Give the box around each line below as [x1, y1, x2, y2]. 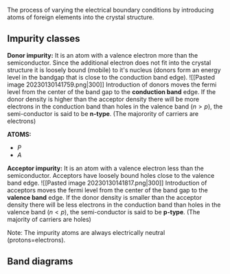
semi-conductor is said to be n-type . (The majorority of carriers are [7, 109, 199, 117]
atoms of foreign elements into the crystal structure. [7, 13, 154, 21]
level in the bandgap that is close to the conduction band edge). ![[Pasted [7, 73, 215, 81]
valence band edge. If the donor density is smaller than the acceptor [7, 193, 203, 201]
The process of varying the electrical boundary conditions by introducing [7, 6, 214, 14]
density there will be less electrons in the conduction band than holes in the [7, 201, 221, 209]
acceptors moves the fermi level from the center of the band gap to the [7, 185, 208, 194]
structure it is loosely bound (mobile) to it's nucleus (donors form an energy [7, 65, 221, 74]
